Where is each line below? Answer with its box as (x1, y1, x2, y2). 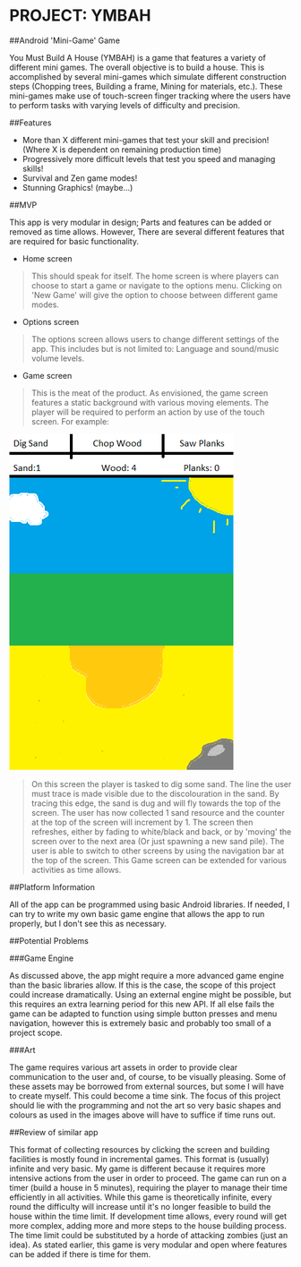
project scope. (9, 1027, 63, 1038)
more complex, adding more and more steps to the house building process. (9, 1220, 287, 1231)
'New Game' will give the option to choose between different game (30, 289, 279, 300)
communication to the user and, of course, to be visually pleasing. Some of (9, 1071, 287, 1082)
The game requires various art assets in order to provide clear (9, 1062, 238, 1073)
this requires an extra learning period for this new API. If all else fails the (9, 998, 275, 1009)
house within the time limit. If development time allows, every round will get (9, 1211, 287, 1221)
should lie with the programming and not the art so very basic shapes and (9, 1100, 282, 1110)
